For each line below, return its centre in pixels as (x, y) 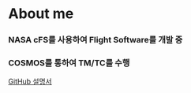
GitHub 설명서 (30, 82)
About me (41, 14)
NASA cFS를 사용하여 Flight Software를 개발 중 (95, 40)
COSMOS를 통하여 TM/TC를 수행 (69, 63)
